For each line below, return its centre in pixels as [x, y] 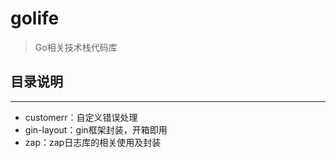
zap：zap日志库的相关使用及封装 [93, 142]
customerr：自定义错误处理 [81, 117]
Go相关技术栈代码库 [76, 47]
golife [35, 18]
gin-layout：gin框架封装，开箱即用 [96, 129]
